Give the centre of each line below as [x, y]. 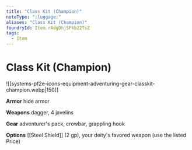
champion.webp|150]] [32, 90]
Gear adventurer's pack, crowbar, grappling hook [66, 124]
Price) [13, 141]
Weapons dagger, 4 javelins [40, 112]
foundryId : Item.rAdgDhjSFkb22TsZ [48, 28]
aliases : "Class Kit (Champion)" [47, 22]
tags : [13, 33]
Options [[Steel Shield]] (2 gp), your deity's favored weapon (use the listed [96, 135]
